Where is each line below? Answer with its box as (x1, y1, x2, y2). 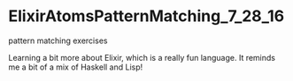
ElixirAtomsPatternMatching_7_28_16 (8, 6, 285, 26)
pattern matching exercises (8, 35, 108, 46)
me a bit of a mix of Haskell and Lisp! (8, 62, 143, 72)
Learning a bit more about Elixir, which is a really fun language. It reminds (8, 52, 276, 63)
